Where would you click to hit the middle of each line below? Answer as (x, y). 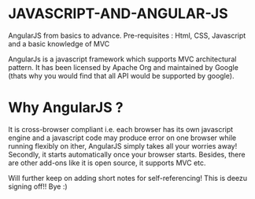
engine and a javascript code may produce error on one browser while (122, 138)
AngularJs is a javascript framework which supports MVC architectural (122, 59)
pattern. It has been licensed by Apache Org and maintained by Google (123, 67)
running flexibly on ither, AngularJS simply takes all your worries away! (123, 146)
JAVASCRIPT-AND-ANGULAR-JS (118, 14)
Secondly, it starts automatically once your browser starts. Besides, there (127, 154)
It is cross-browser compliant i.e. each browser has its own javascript (121, 129)
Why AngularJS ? (66, 108)
